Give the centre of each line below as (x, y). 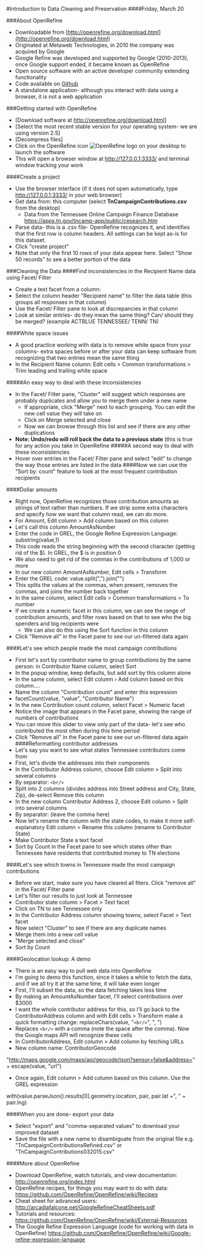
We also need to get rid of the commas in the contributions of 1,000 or (103, 559)
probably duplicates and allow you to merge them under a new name (101, 400)
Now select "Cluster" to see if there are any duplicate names (91, 928)
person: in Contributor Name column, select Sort (76, 666)
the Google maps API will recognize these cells (74, 1035)
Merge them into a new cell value (56, 934)
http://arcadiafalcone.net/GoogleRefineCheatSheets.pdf (85, 1207)
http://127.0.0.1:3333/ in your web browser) (68, 195)
